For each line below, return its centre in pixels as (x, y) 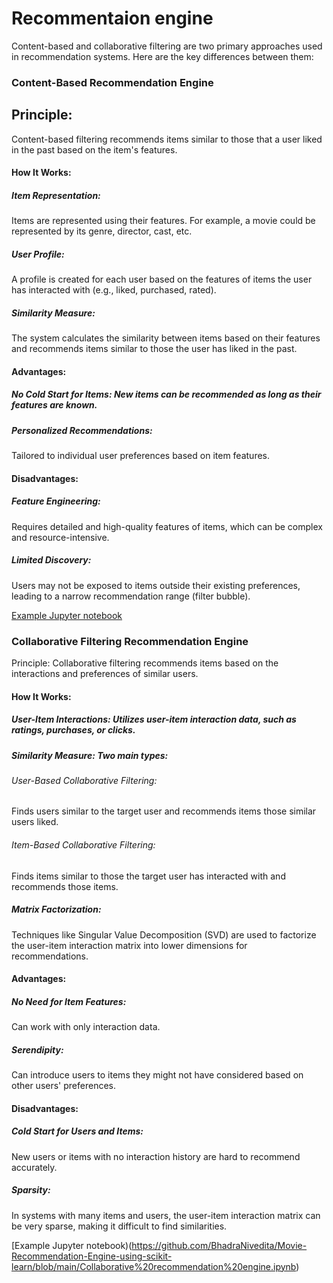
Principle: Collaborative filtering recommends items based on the (145, 663)
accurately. (34, 1167)
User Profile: (38, 254)
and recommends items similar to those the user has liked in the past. (154, 349)
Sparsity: (31, 1190)
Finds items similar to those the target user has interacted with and (148, 876)
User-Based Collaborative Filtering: (84, 780)
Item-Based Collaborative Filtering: (83, 845)
